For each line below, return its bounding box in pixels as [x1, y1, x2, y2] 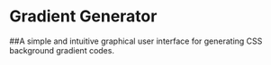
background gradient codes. [9, 45, 115, 55]
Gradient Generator [9, 6, 158, 27]
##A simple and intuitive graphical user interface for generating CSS [9, 36, 263, 46]
